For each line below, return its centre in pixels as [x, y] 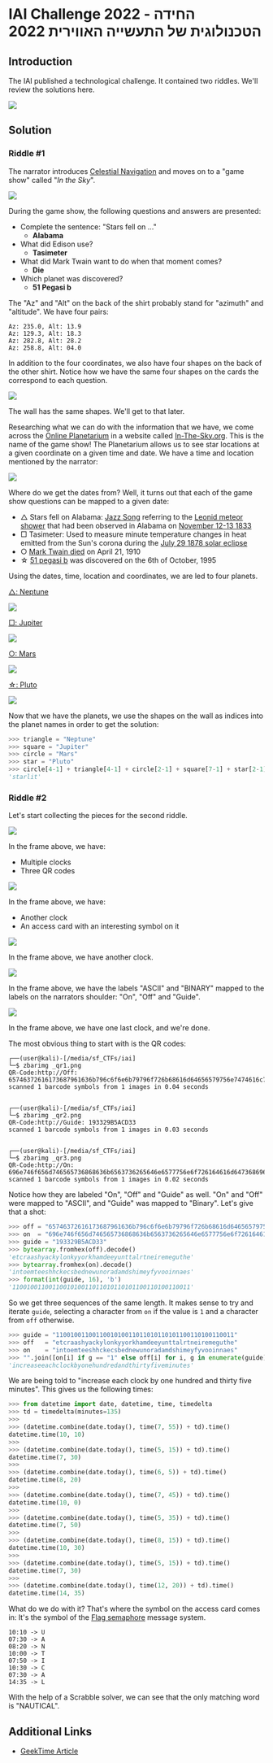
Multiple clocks [45, 862]
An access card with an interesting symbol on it [100, 926]
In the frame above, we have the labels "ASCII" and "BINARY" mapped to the [136, 988]
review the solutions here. [52, 89]
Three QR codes [48, 871]
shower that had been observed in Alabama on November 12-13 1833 [136, 525]
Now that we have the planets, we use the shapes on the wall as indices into [136, 716]
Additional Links [50, 1732]
